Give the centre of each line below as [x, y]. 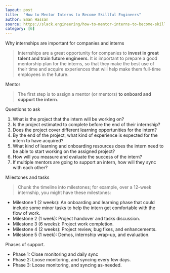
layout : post [19, 10]
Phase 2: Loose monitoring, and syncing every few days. [72, 260]
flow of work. [26, 213]
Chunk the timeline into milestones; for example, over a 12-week [84, 187]
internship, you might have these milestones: [64, 192]
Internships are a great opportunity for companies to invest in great [88, 53]
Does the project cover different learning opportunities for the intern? [84, 130]
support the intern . [38, 100]
